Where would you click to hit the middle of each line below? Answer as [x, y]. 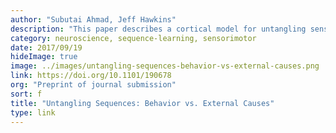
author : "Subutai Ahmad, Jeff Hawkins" [93, 19]
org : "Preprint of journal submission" [93, 85]
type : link [33, 112]
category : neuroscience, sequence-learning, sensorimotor [133, 38]
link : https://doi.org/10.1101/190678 [91, 76]
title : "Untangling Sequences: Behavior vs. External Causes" [142, 103]
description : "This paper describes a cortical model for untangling [158, 29]
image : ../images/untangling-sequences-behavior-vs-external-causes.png [165, 66]
